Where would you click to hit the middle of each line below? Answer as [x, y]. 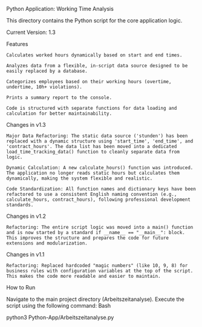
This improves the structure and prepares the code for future [88, 238]
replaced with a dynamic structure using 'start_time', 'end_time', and [100, 141]
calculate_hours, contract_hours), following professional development [98, 200]
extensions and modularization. [47, 243]
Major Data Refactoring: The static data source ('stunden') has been [97, 136]
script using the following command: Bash [59, 305]
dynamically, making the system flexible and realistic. [80, 178]
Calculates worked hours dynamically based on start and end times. [94, 55]
